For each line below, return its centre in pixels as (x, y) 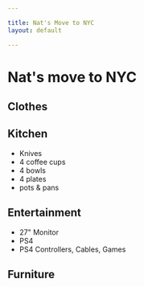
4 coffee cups (42, 162)
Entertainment (44, 213)
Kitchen (28, 134)
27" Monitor (39, 232)
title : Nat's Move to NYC (51, 23)
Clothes (28, 107)
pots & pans (39, 187)
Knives (31, 153)
